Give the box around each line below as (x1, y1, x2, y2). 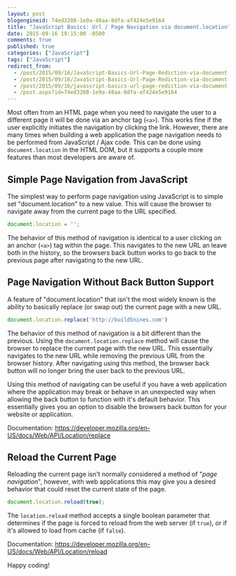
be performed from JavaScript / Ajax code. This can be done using (7, 138, 202, 146)
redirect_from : (7, 63, 52, 70)
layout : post (7, 10, 46, 18)
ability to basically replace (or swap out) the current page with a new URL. (7, 302, 222, 311)
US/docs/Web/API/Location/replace (7, 431, 111, 439)
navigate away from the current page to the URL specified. (7, 207, 177, 215)
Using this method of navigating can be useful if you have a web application (7, 380, 227, 388)
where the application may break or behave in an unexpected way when (7, 387, 216, 396)
